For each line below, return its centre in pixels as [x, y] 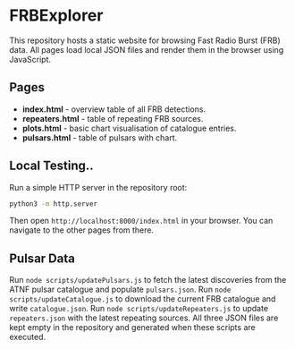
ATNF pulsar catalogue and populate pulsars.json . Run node [120, 289]
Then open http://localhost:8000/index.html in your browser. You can [141, 221]
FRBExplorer [56, 16]
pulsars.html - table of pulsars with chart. [100, 137]
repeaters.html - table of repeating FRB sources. [113, 118]
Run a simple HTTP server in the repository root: [98, 187]
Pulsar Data [42, 258]
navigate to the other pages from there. [82, 230]
